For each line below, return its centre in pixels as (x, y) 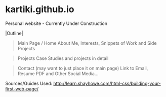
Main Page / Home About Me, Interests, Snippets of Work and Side (87, 43)
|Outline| (14, 33)
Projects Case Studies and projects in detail (63, 58)
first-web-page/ (22, 89)
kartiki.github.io (40, 9)
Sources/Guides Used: (29, 83)
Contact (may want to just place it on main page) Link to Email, (83, 68)
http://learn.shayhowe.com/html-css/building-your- (107, 83)
